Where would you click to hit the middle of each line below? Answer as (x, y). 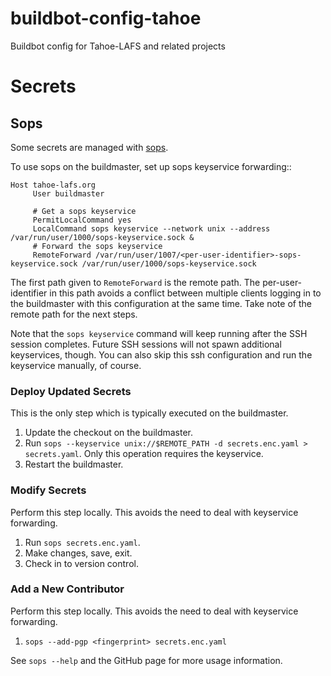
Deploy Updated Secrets (71, 391)
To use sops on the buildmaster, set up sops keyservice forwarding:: (151, 166)
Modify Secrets (48, 490)
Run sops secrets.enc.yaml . (82, 542)
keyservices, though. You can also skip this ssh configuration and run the (161, 354)
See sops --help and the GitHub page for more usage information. (146, 660)
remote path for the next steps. (74, 314)
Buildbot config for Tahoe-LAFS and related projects (118, 46)
